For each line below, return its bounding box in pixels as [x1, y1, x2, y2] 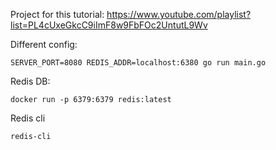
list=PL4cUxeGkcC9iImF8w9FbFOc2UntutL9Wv [10, 19, 208, 31]
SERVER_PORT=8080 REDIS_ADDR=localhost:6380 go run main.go [10, 58, 267, 68]
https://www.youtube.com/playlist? [106, 9, 252, 20]
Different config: [10, 39, 78, 50]
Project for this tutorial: [10, 9, 105, 20]
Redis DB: [10, 75, 51, 87]
